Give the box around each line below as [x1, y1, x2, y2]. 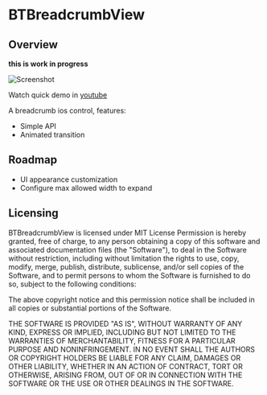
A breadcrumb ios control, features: [8, 106, 126, 115]
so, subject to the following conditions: [8, 279, 137, 289]
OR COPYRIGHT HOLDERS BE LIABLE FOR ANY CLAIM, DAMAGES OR [8, 352, 241, 363]
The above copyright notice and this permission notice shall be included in [8, 294, 255, 304]
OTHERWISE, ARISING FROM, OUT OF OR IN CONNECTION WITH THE [8, 370, 243, 380]
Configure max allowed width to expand [19, 183, 153, 192]
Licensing [8, 207, 59, 220]
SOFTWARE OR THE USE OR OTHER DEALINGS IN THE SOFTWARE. [8, 378, 234, 388]
